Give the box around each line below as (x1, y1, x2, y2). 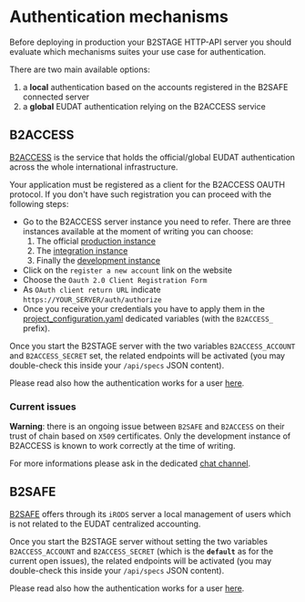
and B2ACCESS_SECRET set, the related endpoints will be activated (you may (9, 349, 285, 361)
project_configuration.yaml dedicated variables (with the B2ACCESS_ (22, 313, 274, 324)
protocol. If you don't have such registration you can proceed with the (9, 189, 271, 200)
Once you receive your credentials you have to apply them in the (22, 303, 266, 314)
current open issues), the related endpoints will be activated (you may (9, 555, 272, 566)
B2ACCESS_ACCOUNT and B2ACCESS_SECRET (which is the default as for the (9, 545, 274, 556)
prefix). (22, 322, 50, 334)
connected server (22, 91, 90, 102)
